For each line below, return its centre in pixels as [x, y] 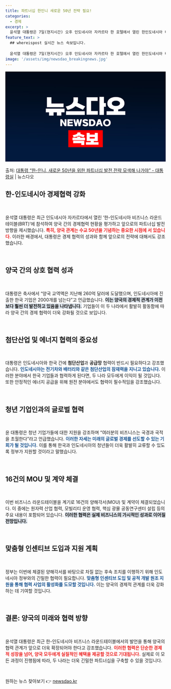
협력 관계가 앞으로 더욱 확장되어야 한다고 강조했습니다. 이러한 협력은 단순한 [79, 648]
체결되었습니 [153, 502]
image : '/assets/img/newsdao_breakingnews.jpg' [57, 59]
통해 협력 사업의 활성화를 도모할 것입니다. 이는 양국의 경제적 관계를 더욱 [85, 584]
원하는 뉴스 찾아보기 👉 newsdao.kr [41, 681]
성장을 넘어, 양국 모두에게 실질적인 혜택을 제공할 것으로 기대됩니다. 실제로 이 [85, 654]
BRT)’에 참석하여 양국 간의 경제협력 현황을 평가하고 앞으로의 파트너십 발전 [92, 223]
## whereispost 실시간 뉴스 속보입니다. [48, 43]
